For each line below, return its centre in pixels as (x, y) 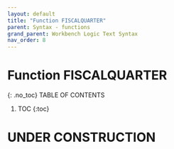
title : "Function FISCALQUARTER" (57, 21)
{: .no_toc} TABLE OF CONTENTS (56, 95)
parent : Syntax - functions (49, 27)
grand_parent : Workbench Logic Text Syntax (73, 34)
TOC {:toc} (33, 109)
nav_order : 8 (27, 40)
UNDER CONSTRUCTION (82, 137)
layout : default (31, 14)
